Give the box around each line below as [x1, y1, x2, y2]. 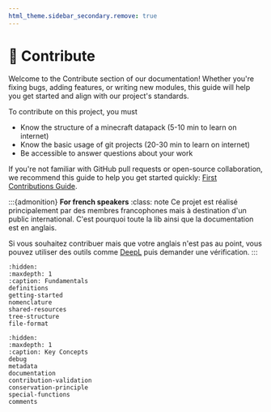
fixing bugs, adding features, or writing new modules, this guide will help [8, 82, 251, 92]
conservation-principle [8, 383, 89, 392]
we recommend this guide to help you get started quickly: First [8, 172, 218, 182]
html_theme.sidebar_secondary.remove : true [8, 11, 158, 20]
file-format [8, 320, 49, 328]
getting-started [8, 291, 63, 299]
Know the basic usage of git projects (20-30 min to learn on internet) [19, 139, 251, 149]
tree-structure [8, 312, 60, 320]
